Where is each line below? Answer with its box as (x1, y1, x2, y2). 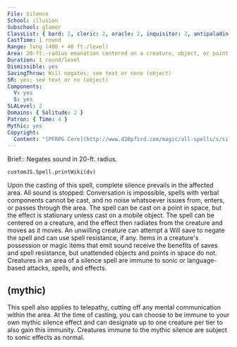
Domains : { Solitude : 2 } (7, 109, 83, 116)
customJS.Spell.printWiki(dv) (7, 169, 97, 176)
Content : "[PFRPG (13, 135, 65, 142)
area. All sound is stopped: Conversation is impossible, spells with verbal (7, 188, 219, 197)
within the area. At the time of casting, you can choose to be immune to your (7, 311, 230, 319)
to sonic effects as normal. (7, 334, 85, 342)
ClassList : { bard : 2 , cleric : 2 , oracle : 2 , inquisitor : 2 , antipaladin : (7, 30, 232, 38)
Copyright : (7, 129, 39, 136)
